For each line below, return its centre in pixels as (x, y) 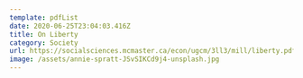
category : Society (44, 43)
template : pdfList (44, 17)
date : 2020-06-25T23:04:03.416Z (70, 26)
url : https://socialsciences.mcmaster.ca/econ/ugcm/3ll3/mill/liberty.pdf (153, 51)
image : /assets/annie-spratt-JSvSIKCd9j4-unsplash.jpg (115, 59)
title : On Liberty (44, 34)
